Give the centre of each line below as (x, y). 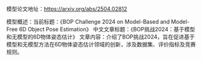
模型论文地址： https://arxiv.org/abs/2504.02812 (67, 9)
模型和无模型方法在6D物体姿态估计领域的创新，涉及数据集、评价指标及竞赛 (101, 44)
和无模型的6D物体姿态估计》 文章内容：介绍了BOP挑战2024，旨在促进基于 (101, 37)
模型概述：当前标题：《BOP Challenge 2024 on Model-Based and (88, 22)
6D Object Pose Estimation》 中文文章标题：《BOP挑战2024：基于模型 (107, 29)
